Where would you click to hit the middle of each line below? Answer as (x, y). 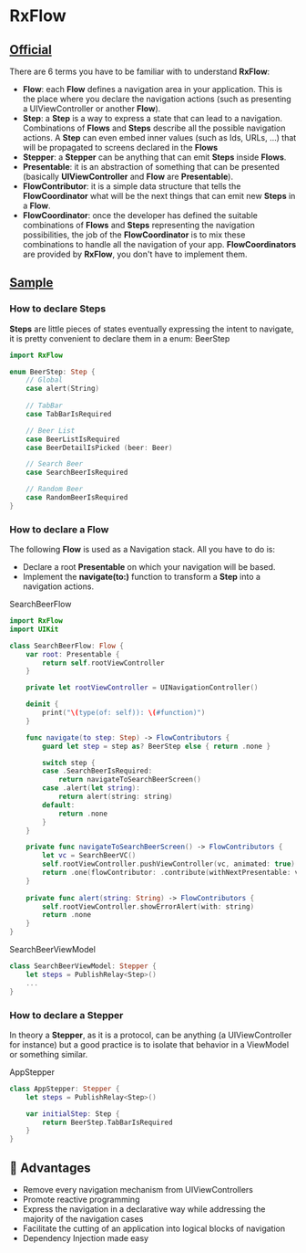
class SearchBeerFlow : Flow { (67, 646)
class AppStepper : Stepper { (65, 1089)
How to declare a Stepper (66, 1015)
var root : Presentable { (73, 654)
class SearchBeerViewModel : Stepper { (83, 966)
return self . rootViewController (104, 663)
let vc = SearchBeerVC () (89, 856)
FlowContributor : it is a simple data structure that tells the (132, 186)
